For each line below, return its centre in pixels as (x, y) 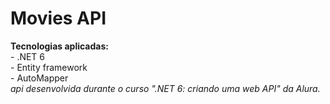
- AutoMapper (39, 78)
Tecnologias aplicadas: (59, 46)
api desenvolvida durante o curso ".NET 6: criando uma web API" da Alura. (165, 88)
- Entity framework (49, 67)
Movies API (58, 18)
